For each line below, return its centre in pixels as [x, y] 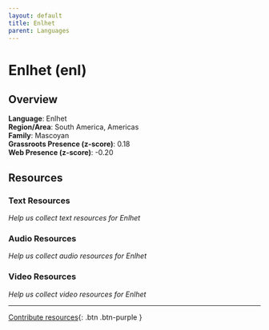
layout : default [35, 16]
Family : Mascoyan [39, 136]
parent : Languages [39, 30]
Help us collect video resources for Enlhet [77, 294]
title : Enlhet [32, 23]
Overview [33, 99]
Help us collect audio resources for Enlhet [78, 256]
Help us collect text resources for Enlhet [74, 218]
